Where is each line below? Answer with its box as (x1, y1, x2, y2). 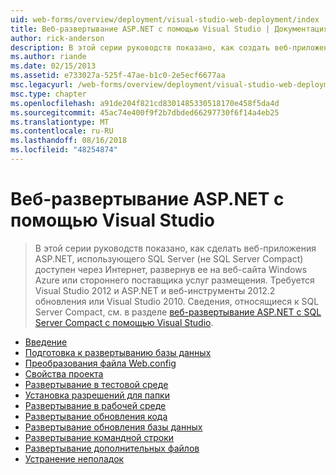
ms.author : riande (10, 52, 87, 62)
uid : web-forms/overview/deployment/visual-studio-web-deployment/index (10, 14, 320, 25)
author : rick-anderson (10, 33, 105, 43)
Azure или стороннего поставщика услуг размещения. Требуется (34, 274, 315, 286)
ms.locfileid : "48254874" (10, 145, 118, 155)
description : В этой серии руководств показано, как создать (10, 42, 271, 53)
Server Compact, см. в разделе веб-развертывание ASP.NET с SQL (34, 306, 322, 318)
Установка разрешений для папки (24, 389, 170, 401)
